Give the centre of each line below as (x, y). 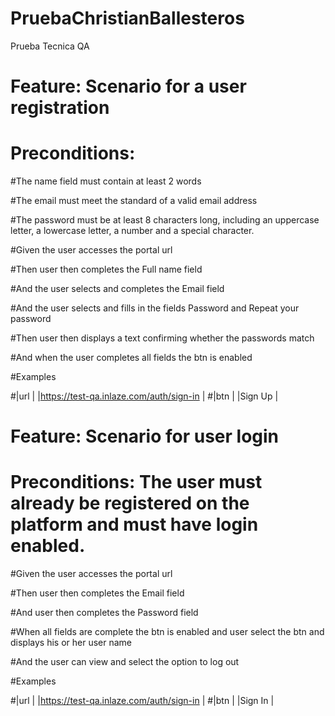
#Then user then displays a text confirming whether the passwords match (162, 338)
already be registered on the (130, 503)
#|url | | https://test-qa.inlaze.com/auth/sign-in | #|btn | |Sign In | (142, 701)
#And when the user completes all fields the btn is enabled (131, 358)
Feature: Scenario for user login (145, 436)
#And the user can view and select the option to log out (125, 662)
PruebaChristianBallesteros (127, 18)
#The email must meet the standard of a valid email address (134, 201)
